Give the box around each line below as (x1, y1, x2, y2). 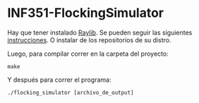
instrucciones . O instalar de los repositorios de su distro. (7, 35, 171, 44)
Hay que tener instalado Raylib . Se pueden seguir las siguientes (7, 28, 193, 37)
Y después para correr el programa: (7, 75, 111, 84)
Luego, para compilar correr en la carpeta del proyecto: (7, 49, 169, 58)
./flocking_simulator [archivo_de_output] (7, 89, 134, 96)
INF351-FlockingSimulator (7, 5, 164, 21)
